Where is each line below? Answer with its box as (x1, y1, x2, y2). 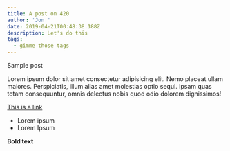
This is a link (7, 103, 43, 111)
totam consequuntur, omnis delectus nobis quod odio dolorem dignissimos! (7, 89, 222, 98)
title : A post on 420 (7, 10, 70, 17)
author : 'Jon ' (7, 17, 51, 24)
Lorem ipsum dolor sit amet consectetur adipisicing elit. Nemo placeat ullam (7, 75, 223, 83)
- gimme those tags (13, 42, 70, 49)
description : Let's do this (7, 29, 88, 37)
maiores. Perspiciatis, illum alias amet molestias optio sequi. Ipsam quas (7, 82, 212, 90)
